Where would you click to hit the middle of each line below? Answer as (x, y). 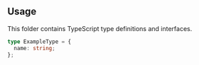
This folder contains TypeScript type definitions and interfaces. (100, 28)
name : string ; (34, 48)
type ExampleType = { (39, 42)
